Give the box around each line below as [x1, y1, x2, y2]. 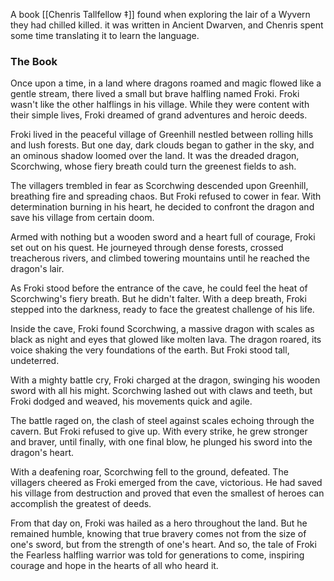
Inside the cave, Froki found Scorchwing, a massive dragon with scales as [10, 323, 315, 335]
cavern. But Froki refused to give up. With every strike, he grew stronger [10, 425, 308, 438]
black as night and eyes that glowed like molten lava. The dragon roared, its [10, 334, 322, 346]
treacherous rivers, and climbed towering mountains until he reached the [10, 252, 311, 264]
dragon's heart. [10, 447, 75, 459]
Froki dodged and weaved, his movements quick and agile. [10, 395, 253, 408]
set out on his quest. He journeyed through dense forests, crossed [10, 242, 284, 254]
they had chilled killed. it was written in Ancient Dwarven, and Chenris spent [10, 19, 324, 31]
